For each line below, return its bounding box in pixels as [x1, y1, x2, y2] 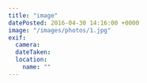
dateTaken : [15, 48, 51, 56]
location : [15, 56, 47, 64]
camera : [15, 41, 41, 49]
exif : [8, 33, 26, 42]
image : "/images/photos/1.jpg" [8, 26, 111, 34]
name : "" [22, 63, 51, 71]
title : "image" [8, 11, 58, 20]
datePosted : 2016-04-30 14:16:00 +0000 [8, 19, 140, 27]
